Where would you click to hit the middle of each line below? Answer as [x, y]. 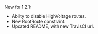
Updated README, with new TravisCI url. [53, 26]
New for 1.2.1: [18, 7]
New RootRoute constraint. [39, 21]
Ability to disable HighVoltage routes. [49, 16]
